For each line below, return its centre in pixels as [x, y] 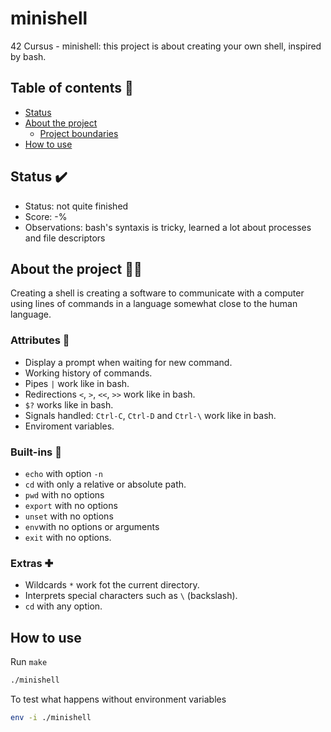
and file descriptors [65, 238]
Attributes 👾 [40, 340]
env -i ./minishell [51, 717]
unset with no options [69, 516]
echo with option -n [63, 473]
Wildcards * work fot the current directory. [112, 585]
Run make [29, 662]
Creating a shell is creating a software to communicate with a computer [157, 293]
